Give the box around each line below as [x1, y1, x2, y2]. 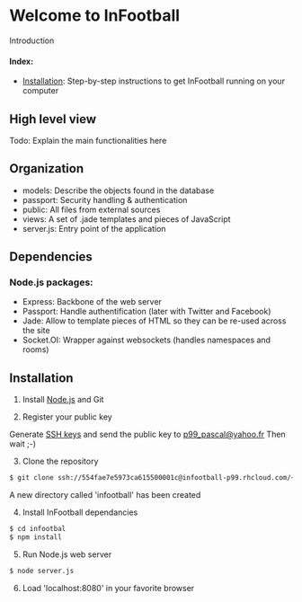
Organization [9, 161, 84, 176]
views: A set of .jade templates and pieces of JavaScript [22, 213, 231, 225]
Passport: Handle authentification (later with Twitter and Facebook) [22, 306, 271, 317]
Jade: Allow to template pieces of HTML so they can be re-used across [22, 315, 287, 326]
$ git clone [9, 474, 54, 482]
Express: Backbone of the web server [22, 297, 162, 307]
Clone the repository [22, 456, 99, 467]
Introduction [9, 35, 55, 46]
